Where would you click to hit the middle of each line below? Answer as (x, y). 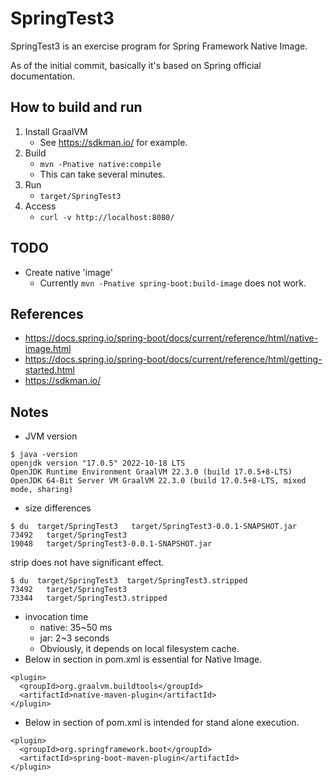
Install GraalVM (56, 131)
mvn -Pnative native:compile (100, 164)
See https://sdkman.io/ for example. (113, 142)
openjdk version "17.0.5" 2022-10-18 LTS (98, 463)
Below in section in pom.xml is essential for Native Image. (143, 659)
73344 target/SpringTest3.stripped (89, 598)
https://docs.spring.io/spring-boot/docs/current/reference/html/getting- (173, 359)
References (47, 313)
